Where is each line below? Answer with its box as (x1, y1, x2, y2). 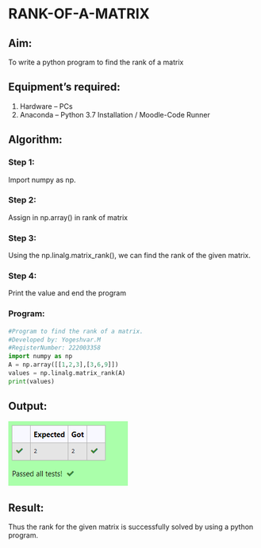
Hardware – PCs (19, 101, 73, 111)
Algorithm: (8, 133, 63, 147)
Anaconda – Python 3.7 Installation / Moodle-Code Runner (19, 110, 210, 119)
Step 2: (8, 195, 37, 206)
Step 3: (8, 232, 37, 243)
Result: (8, 501, 44, 515)
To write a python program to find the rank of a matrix (8, 57, 184, 67)
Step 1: (8, 156, 35, 168)
